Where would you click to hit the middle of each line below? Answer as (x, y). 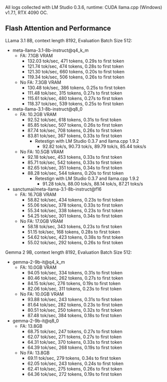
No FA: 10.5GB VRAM (42, 152)
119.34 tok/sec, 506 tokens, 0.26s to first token (76, 77)
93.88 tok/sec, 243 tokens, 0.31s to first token (75, 299)
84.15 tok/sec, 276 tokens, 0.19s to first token (74, 283)
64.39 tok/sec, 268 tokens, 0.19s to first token (75, 347)
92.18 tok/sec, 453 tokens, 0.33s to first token (75, 157)
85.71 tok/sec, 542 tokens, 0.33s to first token (75, 162)
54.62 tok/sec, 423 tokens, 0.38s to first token (75, 237)
